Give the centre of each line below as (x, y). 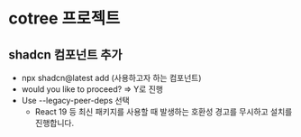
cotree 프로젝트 (64, 18)
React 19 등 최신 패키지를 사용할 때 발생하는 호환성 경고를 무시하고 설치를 (164, 112)
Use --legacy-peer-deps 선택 (75, 100)
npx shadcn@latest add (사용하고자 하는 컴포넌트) (111, 78)
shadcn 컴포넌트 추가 (65, 55)
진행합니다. (55, 123)
